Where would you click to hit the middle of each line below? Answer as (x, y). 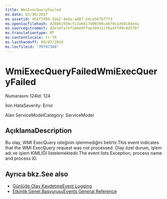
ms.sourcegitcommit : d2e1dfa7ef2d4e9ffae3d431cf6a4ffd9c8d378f (72, 28)
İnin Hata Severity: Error (29, 105)
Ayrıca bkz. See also (37, 174)
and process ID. (21, 158)
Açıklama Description (39, 131)
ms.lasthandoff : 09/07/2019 (34, 42)
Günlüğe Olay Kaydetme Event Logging (52, 186)
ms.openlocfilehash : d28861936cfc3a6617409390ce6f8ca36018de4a (72, 24)
